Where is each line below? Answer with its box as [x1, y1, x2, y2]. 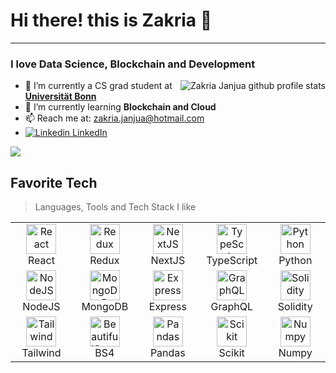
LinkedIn [72, 127, 108, 139]
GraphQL [210, 300, 253, 314]
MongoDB [81, 300, 129, 314]
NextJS [150, 254, 186, 268]
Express [148, 300, 187, 314]
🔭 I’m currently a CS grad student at [24, 80, 173, 92]
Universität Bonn [24, 90, 97, 103]
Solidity [277, 300, 313, 314]
